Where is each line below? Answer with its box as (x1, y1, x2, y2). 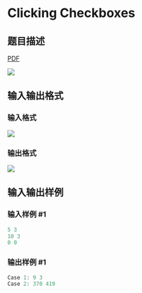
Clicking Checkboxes (7, 5, 136, 21)
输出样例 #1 (7, 258, 46, 267)
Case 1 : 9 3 (7, 274, 43, 281)
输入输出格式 (7, 90, 64, 102)
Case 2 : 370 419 (7, 280, 55, 288)
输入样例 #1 (7, 209, 46, 219)
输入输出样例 (7, 187, 64, 199)
